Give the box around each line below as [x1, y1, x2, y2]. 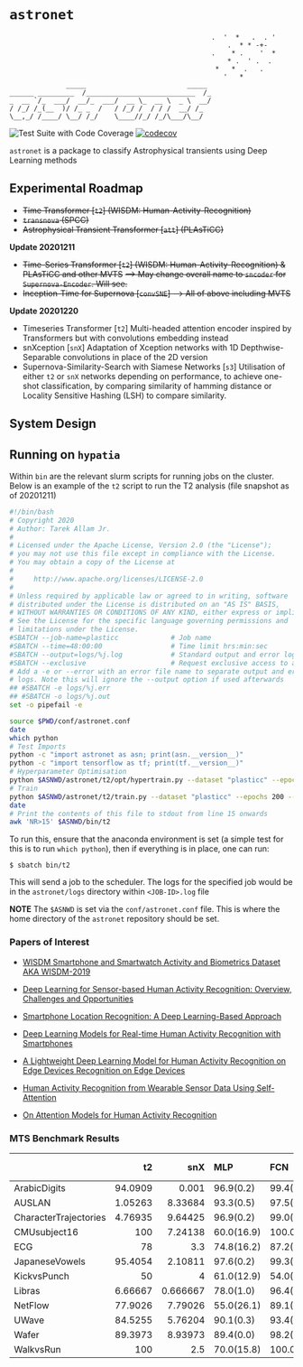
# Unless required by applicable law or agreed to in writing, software [9, 591, 289, 600]
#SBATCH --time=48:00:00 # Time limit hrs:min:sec [9, 641, 269, 651]
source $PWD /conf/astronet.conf [9, 716, 131, 726]
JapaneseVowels [14, 1255, 86, 1268]
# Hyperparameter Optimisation [9, 767, 127, 776]
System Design [9, 416, 96, 432]
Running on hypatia [9, 447, 121, 462]
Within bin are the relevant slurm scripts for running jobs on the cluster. [9, 470, 275, 481]
